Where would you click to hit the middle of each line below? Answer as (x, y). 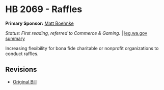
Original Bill (25, 81)
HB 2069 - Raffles (44, 9)
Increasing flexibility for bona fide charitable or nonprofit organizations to (82, 48)
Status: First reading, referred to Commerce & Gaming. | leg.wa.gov (76, 33)
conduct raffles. (22, 54)
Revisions (21, 70)
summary (15, 38)
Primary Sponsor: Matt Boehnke (39, 23)
